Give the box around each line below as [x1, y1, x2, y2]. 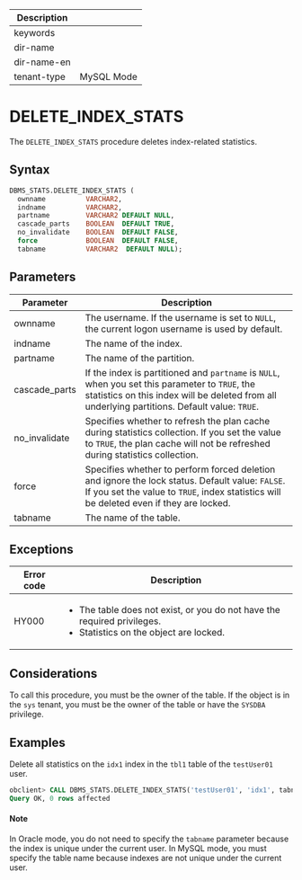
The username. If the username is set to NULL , [84, 311, 277, 324]
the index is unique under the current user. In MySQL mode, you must [9, 842, 267, 853]
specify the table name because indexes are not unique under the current [9, 852, 282, 863]
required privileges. [79, 615, 162, 627]
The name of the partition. [84, 351, 195, 364]
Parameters [9, 270, 76, 285]
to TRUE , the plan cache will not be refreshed [84, 437, 271, 449]
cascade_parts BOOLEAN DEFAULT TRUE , [17, 219, 175, 228]
